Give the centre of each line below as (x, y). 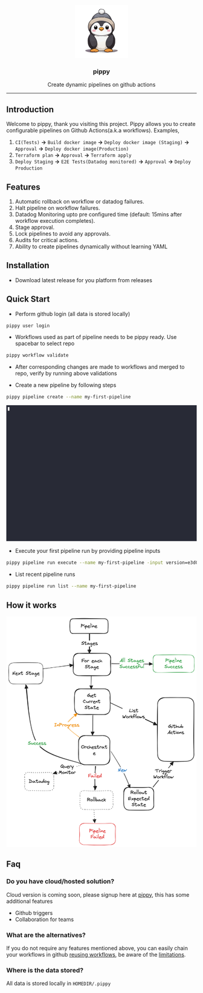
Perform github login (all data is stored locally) (72, 314)
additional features (30, 901)
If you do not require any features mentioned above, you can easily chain (97, 948)
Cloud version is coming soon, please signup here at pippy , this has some (98, 894)
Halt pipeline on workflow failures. (58, 208)
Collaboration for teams (44, 919)
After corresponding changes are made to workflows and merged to (100, 367)
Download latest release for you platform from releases (84, 280)
